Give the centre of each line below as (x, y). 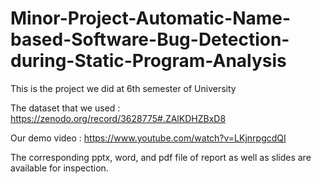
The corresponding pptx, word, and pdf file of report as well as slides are (161, 157)
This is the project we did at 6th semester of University (123, 88)
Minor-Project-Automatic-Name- (151, 18)
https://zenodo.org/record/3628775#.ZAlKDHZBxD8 (118, 118)
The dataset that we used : (65, 108)
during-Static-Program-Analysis (148, 61)
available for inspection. (59, 168)
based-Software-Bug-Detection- (150, 39)
